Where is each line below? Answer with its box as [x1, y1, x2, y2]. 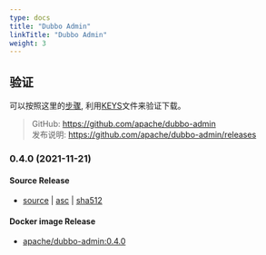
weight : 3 [9, 38, 47, 48]
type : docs [9, 13, 51, 23]
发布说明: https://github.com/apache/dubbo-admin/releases [31, 129, 257, 141]
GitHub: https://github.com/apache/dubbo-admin [31, 119, 216, 130]
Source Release [9, 174, 70, 186]
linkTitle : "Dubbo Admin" [9, 30, 107, 39]
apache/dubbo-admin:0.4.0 [22, 236, 126, 247]
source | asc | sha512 [22, 195, 103, 206]
